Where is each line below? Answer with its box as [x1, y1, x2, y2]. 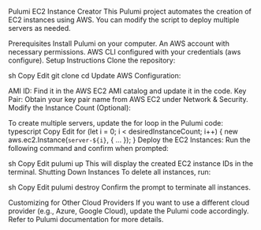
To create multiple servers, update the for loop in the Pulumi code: [8, 119, 223, 127]
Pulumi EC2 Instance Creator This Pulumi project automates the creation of [8, 7, 252, 16]
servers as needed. [8, 24, 71, 32]
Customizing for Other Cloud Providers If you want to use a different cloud [8, 198, 250, 207]
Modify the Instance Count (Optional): [8, 103, 132, 112]
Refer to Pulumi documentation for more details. [8, 215, 164, 224]
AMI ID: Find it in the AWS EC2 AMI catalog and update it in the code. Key [8, 86, 247, 96]
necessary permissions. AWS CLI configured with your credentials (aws [8, 47, 241, 56]
